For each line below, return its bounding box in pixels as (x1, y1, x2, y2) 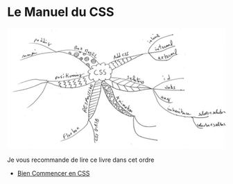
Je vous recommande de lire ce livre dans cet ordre (7, 156, 155, 164)
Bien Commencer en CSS (17, 169, 90, 177)
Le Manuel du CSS (7, 4, 114, 20)
